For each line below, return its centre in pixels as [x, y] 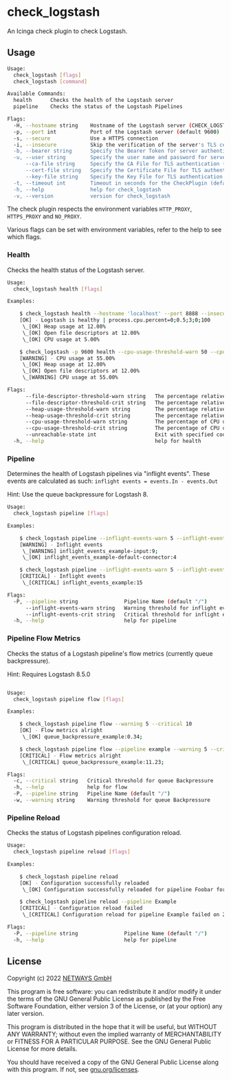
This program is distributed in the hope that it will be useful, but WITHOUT [112, 1026]
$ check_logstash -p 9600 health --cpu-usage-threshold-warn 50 [113, 352]
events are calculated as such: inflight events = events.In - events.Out [113, 481]
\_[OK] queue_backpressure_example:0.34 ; [82, 737]
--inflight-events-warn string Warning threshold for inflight [121, 608]
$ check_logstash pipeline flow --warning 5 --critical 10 [106, 724]
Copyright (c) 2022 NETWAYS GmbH [59, 978]
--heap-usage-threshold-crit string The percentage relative [125, 415]
